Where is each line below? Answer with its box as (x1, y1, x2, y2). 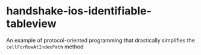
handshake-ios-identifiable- (6, 4, 152, 18)
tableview (6, 17, 57, 30)
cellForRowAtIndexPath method (6, 43, 84, 50)
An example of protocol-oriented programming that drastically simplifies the (6, 36, 195, 44)
